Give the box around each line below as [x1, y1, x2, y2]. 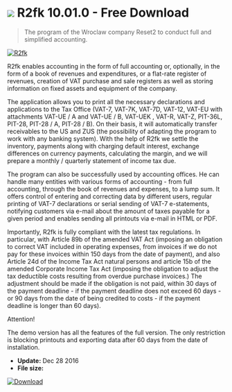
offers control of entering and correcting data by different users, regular [7, 192, 213, 201]
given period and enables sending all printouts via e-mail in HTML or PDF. [7, 214, 217, 223]
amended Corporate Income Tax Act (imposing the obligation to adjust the [7, 264, 219, 273]
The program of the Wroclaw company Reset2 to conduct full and [24, 28, 212, 36]
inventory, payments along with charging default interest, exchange [7, 142, 199, 150]
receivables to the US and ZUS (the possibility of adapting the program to [7, 127, 217, 135]
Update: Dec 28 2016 [17, 356, 79, 365]
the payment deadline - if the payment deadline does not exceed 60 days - [7, 287, 222, 295]
